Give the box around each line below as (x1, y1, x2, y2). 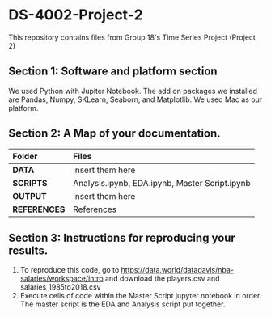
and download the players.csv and (104, 273, 220, 284)
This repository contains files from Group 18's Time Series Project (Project (8, 32, 256, 42)
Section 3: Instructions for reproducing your (8, 230, 236, 244)
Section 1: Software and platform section (8, 65, 218, 78)
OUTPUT (12, 190, 47, 201)
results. (8, 243, 49, 257)
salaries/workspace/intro (19, 273, 104, 284)
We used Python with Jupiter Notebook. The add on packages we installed (8, 86, 257, 95)
